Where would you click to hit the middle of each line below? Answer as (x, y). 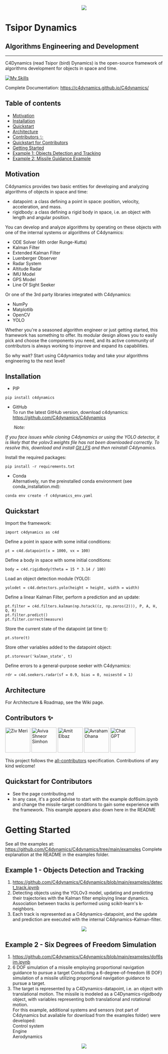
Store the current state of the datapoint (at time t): (57, 629)
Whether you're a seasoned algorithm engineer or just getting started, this (81, 330)
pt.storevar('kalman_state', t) (39, 657)
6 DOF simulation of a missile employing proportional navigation (78, 967)
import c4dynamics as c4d (32, 533)
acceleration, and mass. (37, 206)
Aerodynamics (27, 1036)
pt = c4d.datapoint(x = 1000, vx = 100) (48, 551)
